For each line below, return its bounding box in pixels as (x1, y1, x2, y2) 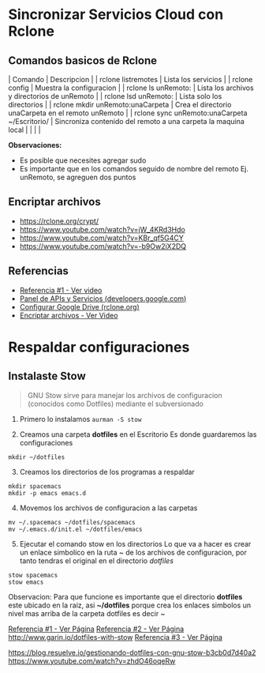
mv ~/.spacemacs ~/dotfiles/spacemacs (8, 518, 136, 526)
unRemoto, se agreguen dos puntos (19, 172, 136, 182)
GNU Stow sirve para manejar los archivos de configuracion (27, 390, 222, 400)
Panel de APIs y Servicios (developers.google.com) (19, 294, 187, 303)
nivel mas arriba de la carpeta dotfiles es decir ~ (8, 608, 166, 618)
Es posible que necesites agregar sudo (19, 156, 147, 165)
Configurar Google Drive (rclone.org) (19, 302, 140, 311)
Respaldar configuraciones (8, 338, 190, 356)
